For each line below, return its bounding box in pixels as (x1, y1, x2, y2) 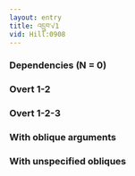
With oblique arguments (9, 131, 117, 144)
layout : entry (9, 13, 63, 22)
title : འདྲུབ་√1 (9, 21, 60, 30)
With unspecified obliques (9, 155, 127, 167)
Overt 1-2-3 (9, 107, 61, 120)
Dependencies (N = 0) (9, 59, 107, 71)
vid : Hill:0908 (9, 29, 66, 38)
